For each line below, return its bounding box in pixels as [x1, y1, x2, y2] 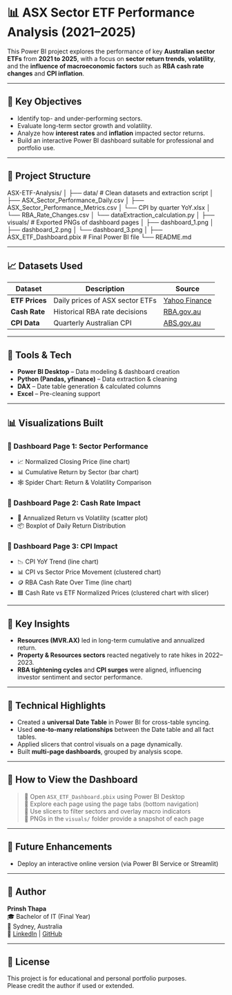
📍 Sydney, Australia [7, 922, 63, 931]
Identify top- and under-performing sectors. [17, 114, 143, 123]
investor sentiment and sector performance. [17, 673, 143, 681]
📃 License [7, 956, 50, 967]
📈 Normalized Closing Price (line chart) [17, 457, 130, 465]
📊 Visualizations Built [7, 417, 104, 429]
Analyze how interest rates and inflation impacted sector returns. [17, 129, 205, 137]
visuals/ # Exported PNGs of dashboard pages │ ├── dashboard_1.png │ [7, 218, 214, 226]
